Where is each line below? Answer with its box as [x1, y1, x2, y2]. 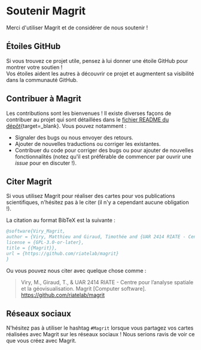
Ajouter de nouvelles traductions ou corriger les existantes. [14, 140, 161, 147]
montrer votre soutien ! [6, 63, 63, 71]
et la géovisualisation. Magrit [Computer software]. [20, 285, 147, 292]
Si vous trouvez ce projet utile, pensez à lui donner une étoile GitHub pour [6, 57, 188, 64]
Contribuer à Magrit [6, 94, 82, 104]
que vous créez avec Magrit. [6, 337, 77, 345]
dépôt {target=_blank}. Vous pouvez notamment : [6, 122, 127, 129]
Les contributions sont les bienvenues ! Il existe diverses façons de [6, 109, 172, 117]
